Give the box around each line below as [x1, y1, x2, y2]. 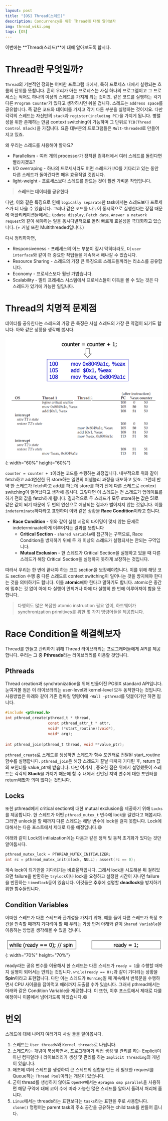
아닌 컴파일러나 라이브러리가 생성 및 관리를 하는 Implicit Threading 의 [12, 1054, 151, 1060]
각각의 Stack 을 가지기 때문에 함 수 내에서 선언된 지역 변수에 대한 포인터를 [14, 770, 158, 776]
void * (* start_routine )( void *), [48, 726, 115, 731]
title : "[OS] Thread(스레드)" [5, 13, 65, 19]
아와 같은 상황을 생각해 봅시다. [16, 327, 75, 332]
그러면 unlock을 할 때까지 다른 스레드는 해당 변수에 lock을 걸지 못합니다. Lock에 [5, 818, 162, 824]
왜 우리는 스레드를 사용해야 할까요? [5, 142, 74, 148]
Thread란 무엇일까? [5, 64, 84, 75]
